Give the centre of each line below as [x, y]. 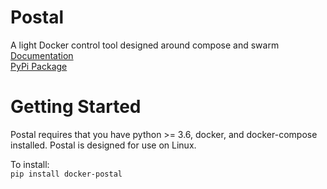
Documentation [42, 55]
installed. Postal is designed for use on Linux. [103, 145]
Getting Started [76, 107]
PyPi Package [39, 66]
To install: [30, 164]
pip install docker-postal [66, 174]
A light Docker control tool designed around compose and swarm [145, 45]
